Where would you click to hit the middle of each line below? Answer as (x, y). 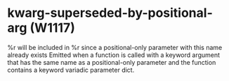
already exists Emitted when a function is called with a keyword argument (113, 55)
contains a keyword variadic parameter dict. (71, 70)
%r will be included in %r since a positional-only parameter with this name (115, 47)
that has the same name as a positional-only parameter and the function (112, 62)
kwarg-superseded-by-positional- (110, 13)
